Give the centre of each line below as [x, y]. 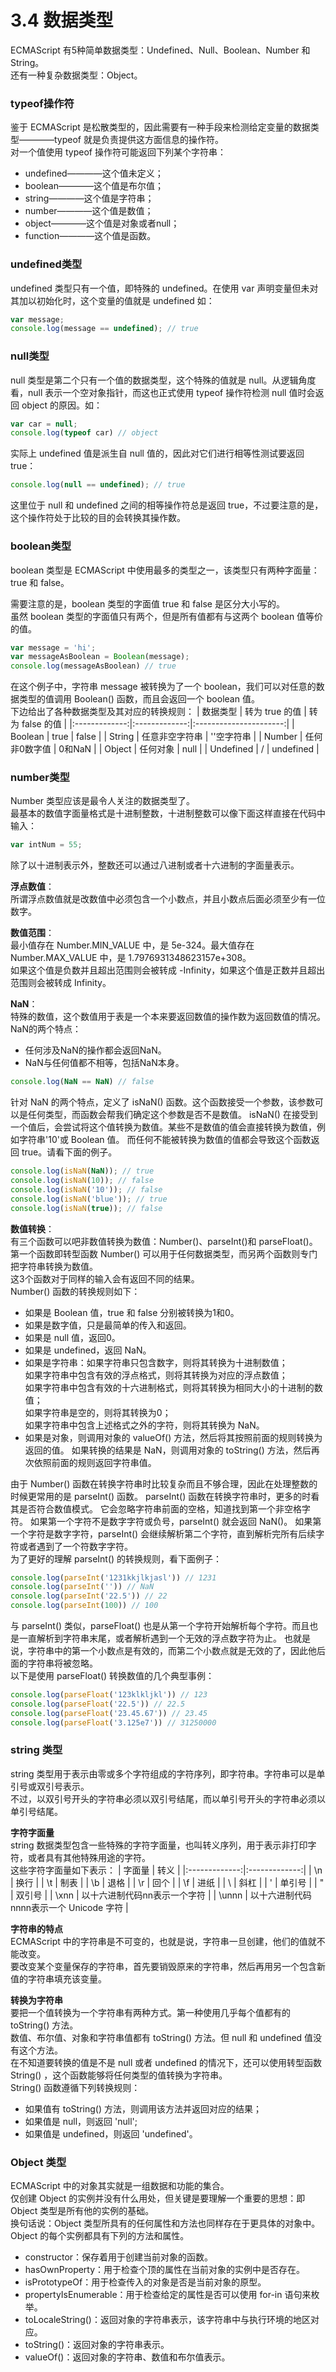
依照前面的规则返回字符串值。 [95, 1462]
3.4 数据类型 [62, 20]
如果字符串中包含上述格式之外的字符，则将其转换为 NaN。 [144, 1425]
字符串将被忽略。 [62, 1663]
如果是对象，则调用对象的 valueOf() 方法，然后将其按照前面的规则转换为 [173, 1437]
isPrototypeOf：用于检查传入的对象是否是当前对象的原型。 [145, 2282]
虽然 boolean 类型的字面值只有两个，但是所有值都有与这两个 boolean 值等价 [167, 616]
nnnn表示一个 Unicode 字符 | [69, 1907]
